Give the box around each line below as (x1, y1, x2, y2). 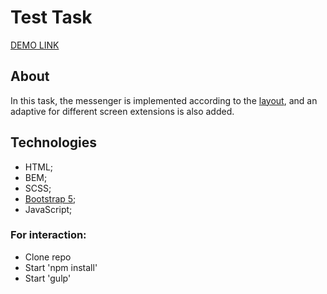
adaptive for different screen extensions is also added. (10, 105, 235, 117)
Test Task (10, 6, 93, 29)
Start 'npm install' (24, 261, 98, 273)
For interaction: (10, 228, 87, 242)
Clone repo (24, 251, 72, 263)
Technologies (10, 134, 98, 151)
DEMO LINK (10, 39, 60, 51)
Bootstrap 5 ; (24, 192, 77, 205)
